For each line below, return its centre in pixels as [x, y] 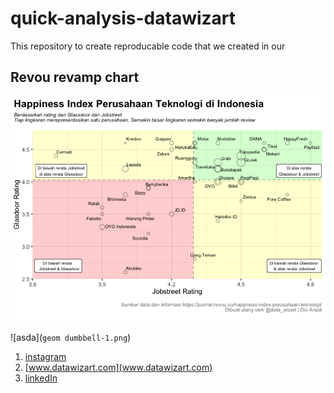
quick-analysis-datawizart [123, 18]
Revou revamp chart [75, 77]
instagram [45, 356]
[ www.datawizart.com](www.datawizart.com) [118, 367]
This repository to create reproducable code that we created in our [148, 46]
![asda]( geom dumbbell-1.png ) [71, 337]
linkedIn [41, 378]
